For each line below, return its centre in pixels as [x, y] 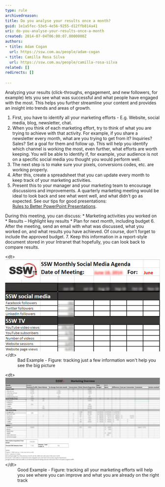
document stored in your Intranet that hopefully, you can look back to [75, 242]
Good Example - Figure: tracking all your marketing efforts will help [85, 470]
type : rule [16, 10]
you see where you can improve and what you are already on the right [88, 475]
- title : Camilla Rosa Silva [35, 57]
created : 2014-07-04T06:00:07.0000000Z [46, 36]
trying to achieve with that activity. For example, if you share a [75, 133]
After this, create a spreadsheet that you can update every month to [81, 175]
